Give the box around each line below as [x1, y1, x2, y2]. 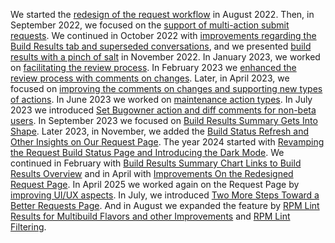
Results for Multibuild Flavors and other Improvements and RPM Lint [10, 210, 291, 222]
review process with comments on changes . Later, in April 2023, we [10, 72, 290, 84]
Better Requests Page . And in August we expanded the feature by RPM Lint [10, 200, 320, 211]
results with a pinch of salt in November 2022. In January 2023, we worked [10, 51, 321, 63]
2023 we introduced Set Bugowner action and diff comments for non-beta [10, 104, 317, 116]
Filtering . [10, 221, 47, 233]
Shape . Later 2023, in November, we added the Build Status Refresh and [10, 125, 310, 137]
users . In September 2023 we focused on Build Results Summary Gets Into [10, 115, 318, 126]
